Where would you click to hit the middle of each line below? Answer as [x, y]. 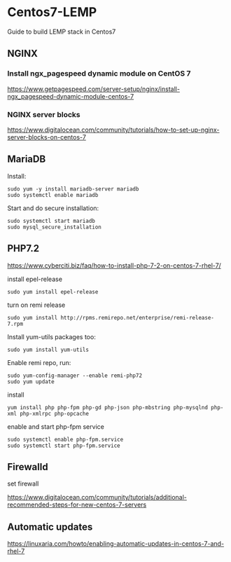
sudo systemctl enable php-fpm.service [65, 439]
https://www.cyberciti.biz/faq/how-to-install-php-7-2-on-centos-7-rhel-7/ [114, 265]
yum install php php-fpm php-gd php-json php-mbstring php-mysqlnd [108, 407]
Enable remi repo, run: [39, 362]
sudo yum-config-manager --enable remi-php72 [75, 376]
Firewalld [28, 467]
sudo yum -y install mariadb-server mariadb [73, 189]
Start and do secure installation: [53, 208]
